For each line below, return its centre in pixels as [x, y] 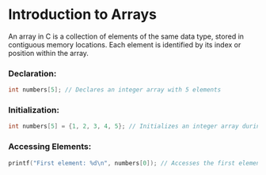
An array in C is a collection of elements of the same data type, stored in [126, 36]
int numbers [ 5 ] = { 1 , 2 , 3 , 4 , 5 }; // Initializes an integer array [123, 127]
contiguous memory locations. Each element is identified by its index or [125, 44]
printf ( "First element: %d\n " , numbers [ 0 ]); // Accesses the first [122, 163]
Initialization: [34, 110]
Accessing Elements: [50, 147]
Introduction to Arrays [82, 15]
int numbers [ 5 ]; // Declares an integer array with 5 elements [115, 90]
